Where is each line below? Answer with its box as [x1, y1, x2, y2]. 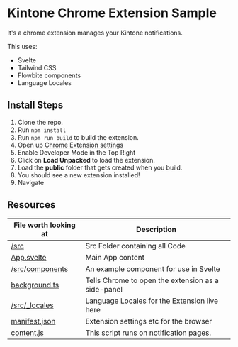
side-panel [85, 284, 123, 294]
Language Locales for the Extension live [85, 296, 218, 306]
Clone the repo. [17, 118, 64, 126]
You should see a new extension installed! [17, 170, 140, 179]
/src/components [11, 264, 69, 274]
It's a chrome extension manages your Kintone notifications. [7, 28, 183, 37]
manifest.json [11, 316, 56, 326]
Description [135, 224, 177, 234]
